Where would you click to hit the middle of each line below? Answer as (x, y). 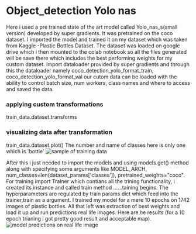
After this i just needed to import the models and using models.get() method (97, 163)
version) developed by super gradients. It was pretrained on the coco (90, 33)
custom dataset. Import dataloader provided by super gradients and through (98, 64)
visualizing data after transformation (59, 132)
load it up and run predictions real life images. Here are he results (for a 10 (96, 212)
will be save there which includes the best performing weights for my (89, 58)
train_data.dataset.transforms (42, 117)
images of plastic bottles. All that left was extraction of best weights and (93, 206)
